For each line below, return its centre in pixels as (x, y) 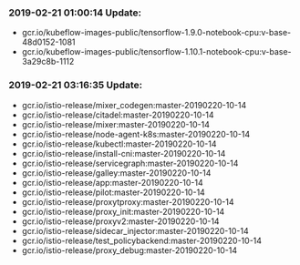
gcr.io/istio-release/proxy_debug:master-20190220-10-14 (129, 250)
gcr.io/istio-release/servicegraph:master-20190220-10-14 (130, 163)
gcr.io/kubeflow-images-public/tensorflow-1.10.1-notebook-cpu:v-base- (157, 52)
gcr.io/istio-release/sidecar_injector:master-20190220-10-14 (135, 230)
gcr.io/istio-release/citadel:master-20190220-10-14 (118, 115)
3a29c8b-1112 (48, 62)
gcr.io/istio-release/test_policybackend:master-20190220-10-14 (141, 240)
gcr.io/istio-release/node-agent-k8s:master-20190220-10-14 (136, 134)
